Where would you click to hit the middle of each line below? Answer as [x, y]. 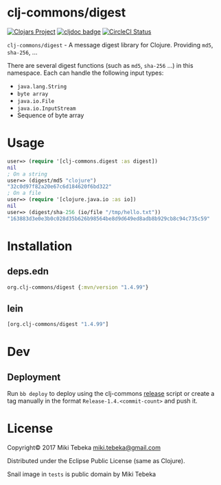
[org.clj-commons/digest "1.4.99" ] [58, 324]
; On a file [24, 193]
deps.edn [28, 271]
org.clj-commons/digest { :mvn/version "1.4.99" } [78, 287]
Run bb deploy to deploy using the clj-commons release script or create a [111, 394]
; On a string [27, 174]
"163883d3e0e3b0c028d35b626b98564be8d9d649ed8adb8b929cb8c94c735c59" [109, 218]
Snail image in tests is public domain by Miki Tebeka [82, 474]
